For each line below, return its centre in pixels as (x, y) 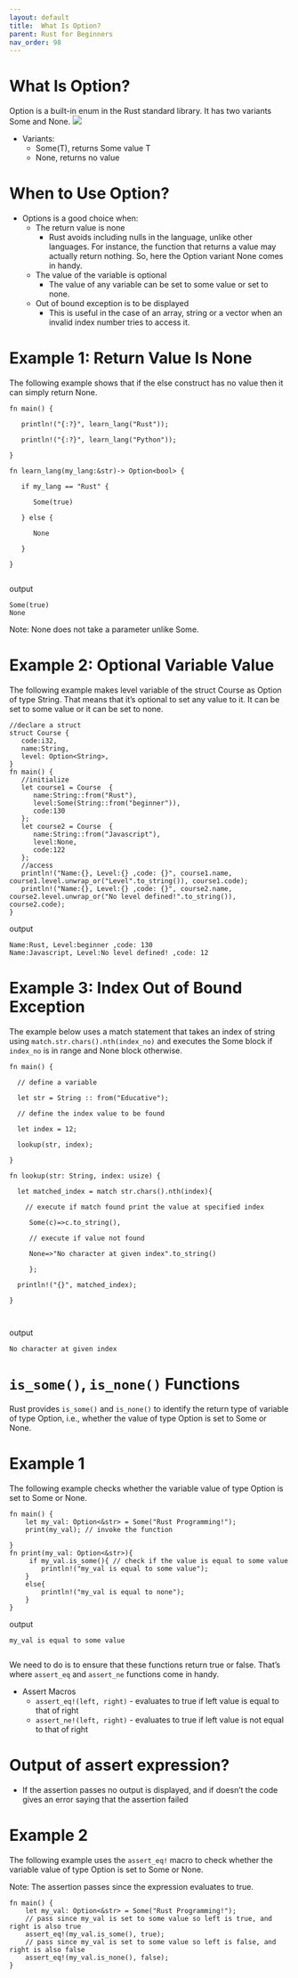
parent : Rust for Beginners (61, 34)
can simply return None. (53, 393)
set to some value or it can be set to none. (86, 709)
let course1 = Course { (67, 788)
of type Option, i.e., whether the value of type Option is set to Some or (138, 1418)
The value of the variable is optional (101, 275)
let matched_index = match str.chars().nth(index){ (115, 1191)
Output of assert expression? (119, 1765)
